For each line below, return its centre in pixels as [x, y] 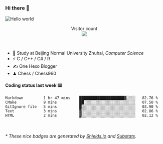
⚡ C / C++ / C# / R [31, 59]
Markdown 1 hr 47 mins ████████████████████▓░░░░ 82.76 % [81, 98]
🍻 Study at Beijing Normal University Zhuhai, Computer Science [78, 53]
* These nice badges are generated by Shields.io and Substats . [71, 136]
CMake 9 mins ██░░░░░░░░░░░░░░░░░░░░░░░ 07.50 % [81, 102]
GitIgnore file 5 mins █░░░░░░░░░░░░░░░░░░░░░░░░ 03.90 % [81, 107]
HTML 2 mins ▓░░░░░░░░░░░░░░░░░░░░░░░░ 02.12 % [81, 115]
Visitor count [84, 29]
